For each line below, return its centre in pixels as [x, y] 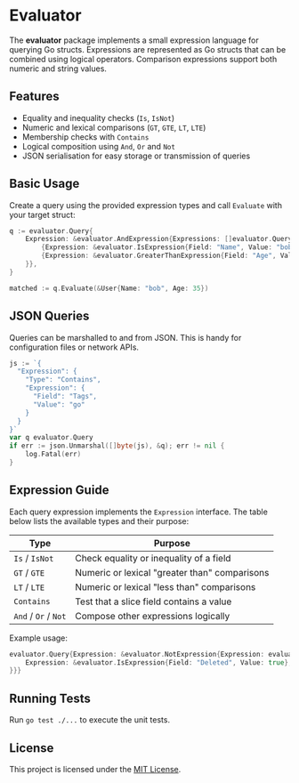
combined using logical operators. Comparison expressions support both [143, 59]
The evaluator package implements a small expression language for [134, 40]
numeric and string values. [58, 69]
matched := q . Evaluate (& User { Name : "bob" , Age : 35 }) [109, 288]
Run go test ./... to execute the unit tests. [90, 720]
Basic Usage [44, 184]
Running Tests [50, 698]
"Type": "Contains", [63, 380]
